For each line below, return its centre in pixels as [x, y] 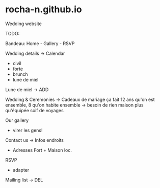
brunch [20, 74]
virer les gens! [28, 130]
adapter [21, 170]
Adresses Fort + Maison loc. [42, 150]
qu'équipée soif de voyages [34, 110]
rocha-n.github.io [44, 9]
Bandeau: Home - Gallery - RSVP [40, 43]
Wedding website [23, 24]
